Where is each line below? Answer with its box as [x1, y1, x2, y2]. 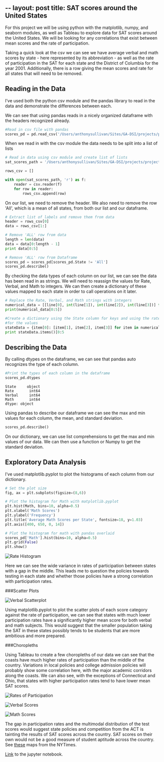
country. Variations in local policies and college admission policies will [5, 662, 146, 668]
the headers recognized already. [5, 118, 71, 123]
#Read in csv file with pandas [5, 127, 69, 132]
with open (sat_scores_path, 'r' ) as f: [5, 177, 86, 182]
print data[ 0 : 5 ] [5, 246, 38, 251]
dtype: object [5, 401, 34, 406]
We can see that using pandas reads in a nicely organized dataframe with [5, 112, 153, 118]
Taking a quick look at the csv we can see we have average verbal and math [5, 49, 159, 55]
